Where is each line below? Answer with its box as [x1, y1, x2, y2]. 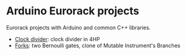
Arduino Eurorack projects [6, 4, 139, 18]
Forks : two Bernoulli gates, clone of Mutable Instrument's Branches [14, 42, 181, 49]
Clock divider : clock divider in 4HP [14, 35, 100, 42]
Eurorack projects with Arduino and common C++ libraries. [6, 24, 151, 31]
